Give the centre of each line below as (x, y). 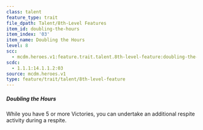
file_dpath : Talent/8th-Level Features (56, 23)
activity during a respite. (37, 120)
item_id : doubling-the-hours (43, 29)
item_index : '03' (28, 34)
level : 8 (17, 46)
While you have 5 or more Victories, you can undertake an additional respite (101, 114)
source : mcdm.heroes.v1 (36, 74)
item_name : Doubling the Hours (46, 40)
